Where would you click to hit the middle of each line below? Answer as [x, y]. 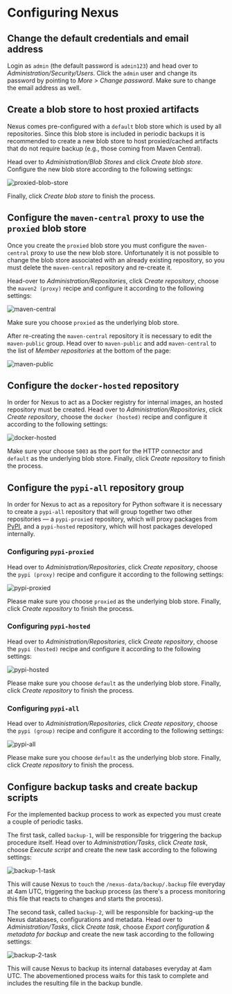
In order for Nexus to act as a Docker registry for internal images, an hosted [115, 402]
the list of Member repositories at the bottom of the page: [89, 350]
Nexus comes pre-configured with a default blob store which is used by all [114, 126]
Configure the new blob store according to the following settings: [100, 169]
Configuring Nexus [63, 13]
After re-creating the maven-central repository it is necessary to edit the [110, 336]
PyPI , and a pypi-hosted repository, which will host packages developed [110, 526]
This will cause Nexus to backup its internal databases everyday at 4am [109, 968]
